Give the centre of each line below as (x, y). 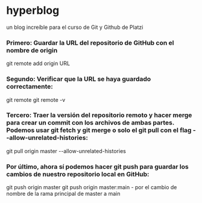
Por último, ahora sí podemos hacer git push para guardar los (97, 166)
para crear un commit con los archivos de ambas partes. (90, 123)
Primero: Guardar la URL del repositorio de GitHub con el (90, 43)
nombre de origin (32, 50)
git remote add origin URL (38, 63)
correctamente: (30, 87)
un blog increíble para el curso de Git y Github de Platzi (75, 27)
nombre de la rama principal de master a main (63, 194)
